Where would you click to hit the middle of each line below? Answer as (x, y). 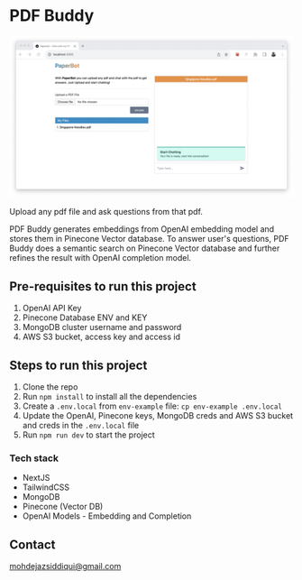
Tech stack (34, 458)
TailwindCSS (46, 487)
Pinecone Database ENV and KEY (85, 318)
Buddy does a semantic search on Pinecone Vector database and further (145, 248)
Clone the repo (50, 387)
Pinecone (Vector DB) (63, 507)
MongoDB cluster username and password (102, 327)
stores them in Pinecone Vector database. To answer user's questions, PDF (150, 239)
